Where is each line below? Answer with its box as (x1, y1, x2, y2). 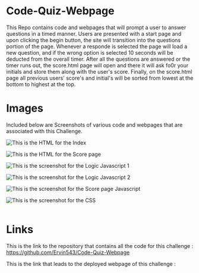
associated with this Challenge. (6, 127, 83, 134)
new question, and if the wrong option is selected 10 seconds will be (6, 49, 173, 56)
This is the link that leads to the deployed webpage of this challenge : (6, 260, 176, 267)
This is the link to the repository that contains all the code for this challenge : (6, 242, 194, 249)
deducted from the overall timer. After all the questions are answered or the (6, 55, 191, 62)
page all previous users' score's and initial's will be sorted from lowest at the (6, 74, 194, 81)
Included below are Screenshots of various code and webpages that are (6, 121, 183, 128)
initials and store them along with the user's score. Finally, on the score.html (6, 68, 192, 75)
